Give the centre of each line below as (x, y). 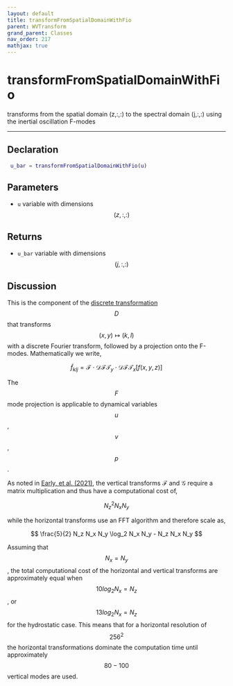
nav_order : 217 (29, 40)
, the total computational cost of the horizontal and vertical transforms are (113, 571)
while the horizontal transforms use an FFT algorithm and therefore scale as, (116, 520)
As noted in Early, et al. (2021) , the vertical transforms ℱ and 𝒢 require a (110, 483)
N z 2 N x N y (116, 506)
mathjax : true (28, 46)
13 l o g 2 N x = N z (116, 613)
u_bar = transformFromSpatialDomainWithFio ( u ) (79, 166)
